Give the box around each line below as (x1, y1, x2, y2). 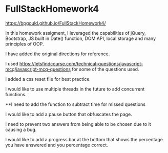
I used (5, 60, 19, 67)
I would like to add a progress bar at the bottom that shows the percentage (5, 136, 163, 142)
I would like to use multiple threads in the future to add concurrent (5, 85, 145, 92)
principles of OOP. (5, 40, 44, 47)
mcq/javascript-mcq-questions (5, 66, 71, 72)
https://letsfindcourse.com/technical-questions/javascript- (19, 60, 143, 67)
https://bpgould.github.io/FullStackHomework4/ (5, 20, 106, 26)
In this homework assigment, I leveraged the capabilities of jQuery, (5, 30, 146, 36)
